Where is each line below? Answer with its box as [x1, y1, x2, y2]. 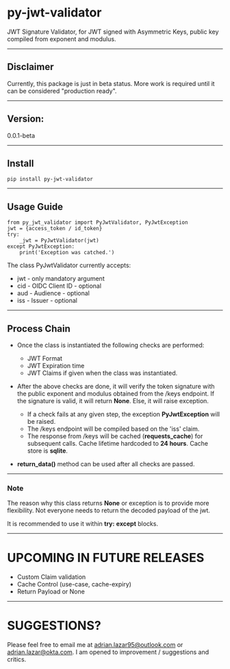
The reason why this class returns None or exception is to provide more [7, 499, 209, 508]
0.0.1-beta [7, 131, 36, 139]
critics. [7, 655, 27, 664]
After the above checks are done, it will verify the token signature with [16, 383, 215, 390]
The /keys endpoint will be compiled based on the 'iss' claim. [27, 424, 200, 433]
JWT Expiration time [27, 362, 85, 370]
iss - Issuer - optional [16, 297, 77, 305]
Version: [7, 113, 44, 125]
